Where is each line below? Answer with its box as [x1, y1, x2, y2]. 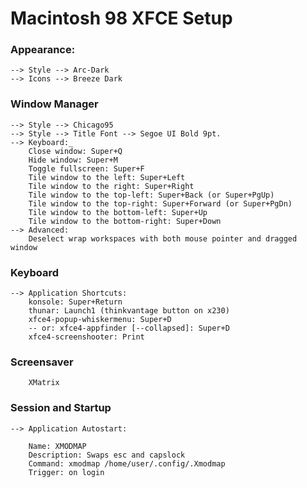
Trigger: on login [28, 467, 105, 477]
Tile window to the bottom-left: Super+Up [28, 207, 208, 217]
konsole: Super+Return [28, 297, 123, 307]
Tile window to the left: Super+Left [28, 172, 186, 182]
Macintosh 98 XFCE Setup [10, 7, 233, 30]
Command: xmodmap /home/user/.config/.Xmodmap [28, 458, 226, 469]
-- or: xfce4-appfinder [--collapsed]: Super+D [28, 323, 230, 334]
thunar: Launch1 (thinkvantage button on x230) [28, 306, 230, 316]
